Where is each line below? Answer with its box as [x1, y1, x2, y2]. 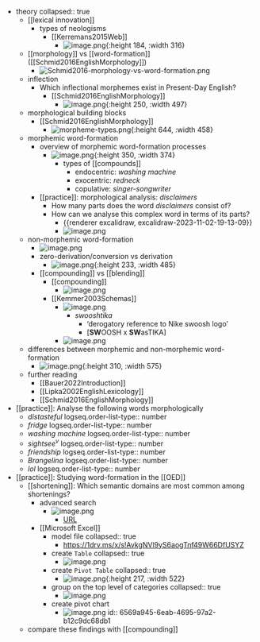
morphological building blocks [27, 108, 127, 118]
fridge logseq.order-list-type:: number [27, 420, 152, 430]
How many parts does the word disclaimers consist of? [51, 201, 231, 210]
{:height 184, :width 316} [105, 41, 185, 50]
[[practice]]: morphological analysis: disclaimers [39, 192, 198, 202]
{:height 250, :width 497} [105, 99, 188, 109]
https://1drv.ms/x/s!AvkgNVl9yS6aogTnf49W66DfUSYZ [63, 540, 244, 549]
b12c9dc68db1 [63, 616, 111, 625]
